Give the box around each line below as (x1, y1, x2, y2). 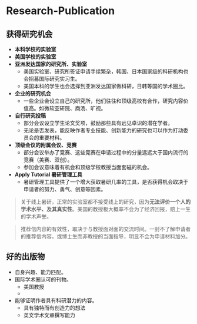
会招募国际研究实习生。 (23, 75, 81, 82)
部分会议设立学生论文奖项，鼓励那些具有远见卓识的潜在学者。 (23, 120, 173, 126)
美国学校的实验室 (14, 53, 56, 60)
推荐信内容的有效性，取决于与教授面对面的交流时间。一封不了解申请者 (20, 226, 191, 232)
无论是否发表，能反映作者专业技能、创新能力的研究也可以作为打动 (23, 127, 183, 134)
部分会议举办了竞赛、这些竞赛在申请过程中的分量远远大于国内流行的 (23, 149, 189, 156)
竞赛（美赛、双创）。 (23, 156, 73, 163)
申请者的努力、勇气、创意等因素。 (23, 186, 106, 193)
